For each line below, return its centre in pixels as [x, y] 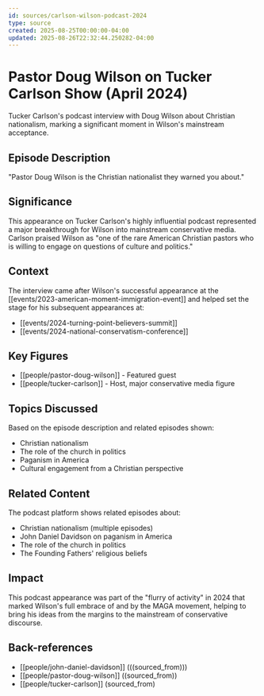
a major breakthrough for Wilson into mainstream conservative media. [122, 229]
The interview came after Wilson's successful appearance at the [114, 290]
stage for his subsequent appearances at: [77, 307]
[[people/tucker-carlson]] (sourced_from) [88, 683]
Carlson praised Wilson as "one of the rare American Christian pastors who [131, 238]
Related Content [49, 493]
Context [29, 271]
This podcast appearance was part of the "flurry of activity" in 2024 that [127, 597]
